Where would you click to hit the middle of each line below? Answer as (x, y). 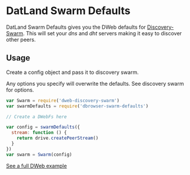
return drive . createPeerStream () (58, 138)
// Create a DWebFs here (36, 117)
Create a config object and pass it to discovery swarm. (73, 72)
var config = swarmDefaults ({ (43, 127)
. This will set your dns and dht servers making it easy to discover (103, 33)
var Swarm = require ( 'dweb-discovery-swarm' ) (63, 100)
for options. (20, 90)
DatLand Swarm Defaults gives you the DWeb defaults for (76, 27)
